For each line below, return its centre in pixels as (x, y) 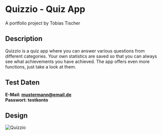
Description (24, 39)
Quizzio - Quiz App (45, 9)
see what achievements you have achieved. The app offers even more (77, 61)
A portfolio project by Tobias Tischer (43, 23)
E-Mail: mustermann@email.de (38, 94)
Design (16, 115)
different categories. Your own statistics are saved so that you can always (81, 56)
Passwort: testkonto (27, 100)
